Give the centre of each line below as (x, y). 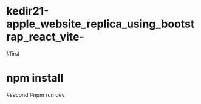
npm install (35, 78)
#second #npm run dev (36, 94)
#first (13, 53)
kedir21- (28, 11)
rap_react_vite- (46, 37)
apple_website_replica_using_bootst (101, 24)
